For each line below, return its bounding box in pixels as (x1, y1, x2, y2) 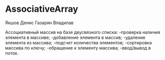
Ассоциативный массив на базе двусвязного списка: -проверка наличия (5, 29, 160, 35)
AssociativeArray (5, 3, 78, 15)
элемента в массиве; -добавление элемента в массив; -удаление (5, 34, 146, 40)
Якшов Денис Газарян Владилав (5, 20, 74, 26)
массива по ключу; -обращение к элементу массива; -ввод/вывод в (5, 45, 151, 51)
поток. (5, 50, 19, 56)
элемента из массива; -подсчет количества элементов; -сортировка (5, 39, 152, 45)
